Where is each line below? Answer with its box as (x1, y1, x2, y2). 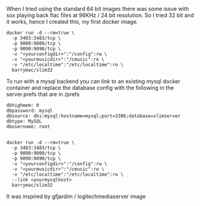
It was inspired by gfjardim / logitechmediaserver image (6, 193, 146, 200)
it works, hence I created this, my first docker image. (6, 18, 139, 25)
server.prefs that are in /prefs (6, 91, 80, 98)
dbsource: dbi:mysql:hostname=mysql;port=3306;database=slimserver (6, 113, 181, 119)
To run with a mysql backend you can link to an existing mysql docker (6, 78, 181, 84)
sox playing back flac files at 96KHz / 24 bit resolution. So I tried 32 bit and (6, 12, 195, 19)
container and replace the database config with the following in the (6, 84, 174, 91)
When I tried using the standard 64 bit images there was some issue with (6, 5, 190, 12)
